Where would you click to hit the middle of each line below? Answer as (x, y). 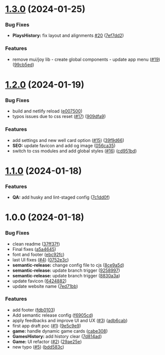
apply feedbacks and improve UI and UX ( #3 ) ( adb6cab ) (70, 320)
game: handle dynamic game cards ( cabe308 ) (60, 331)
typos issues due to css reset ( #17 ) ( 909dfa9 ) (59, 117)
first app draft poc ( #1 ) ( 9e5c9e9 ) (46, 326)
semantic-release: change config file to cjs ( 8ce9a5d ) (68, 265)
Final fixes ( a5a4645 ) (34, 249)
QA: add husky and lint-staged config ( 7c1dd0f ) (61, 197)
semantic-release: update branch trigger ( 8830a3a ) (66, 275)
